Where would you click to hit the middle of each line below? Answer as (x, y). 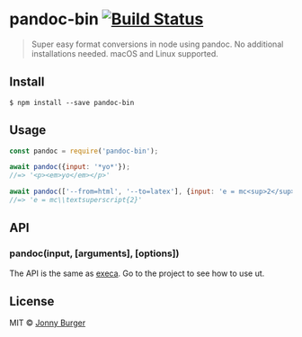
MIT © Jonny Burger (48, 323)
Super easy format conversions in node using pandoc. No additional (157, 44)
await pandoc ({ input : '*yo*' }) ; (70, 167)
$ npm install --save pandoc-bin (72, 102)
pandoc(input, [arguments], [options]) (94, 253)
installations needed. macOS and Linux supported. (124, 53)
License (32, 302)
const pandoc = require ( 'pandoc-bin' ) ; (84, 151)
